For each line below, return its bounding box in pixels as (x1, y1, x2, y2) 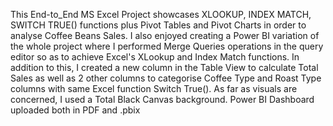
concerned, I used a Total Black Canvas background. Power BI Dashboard (10, 94, 315, 105)
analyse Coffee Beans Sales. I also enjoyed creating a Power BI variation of (10, 30, 320, 41)
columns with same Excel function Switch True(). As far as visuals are (10, 83, 298, 94)
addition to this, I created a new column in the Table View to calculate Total (10, 62, 319, 73)
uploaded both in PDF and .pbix (10, 104, 141, 116)
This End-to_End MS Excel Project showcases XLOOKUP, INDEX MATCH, (10, 9, 312, 20)
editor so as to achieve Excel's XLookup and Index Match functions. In (10, 51, 300, 63)
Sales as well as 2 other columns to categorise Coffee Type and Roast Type (10, 72, 322, 84)
